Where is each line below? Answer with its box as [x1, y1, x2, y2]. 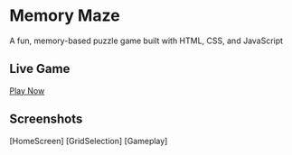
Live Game [9, 61, 71, 77]
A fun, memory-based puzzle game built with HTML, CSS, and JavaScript [9, 35, 283, 46]
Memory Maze [9, 5, 120, 26]
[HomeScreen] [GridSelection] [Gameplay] [9, 135, 168, 146]
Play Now [9, 85, 45, 96]
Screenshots [9, 112, 83, 127]
